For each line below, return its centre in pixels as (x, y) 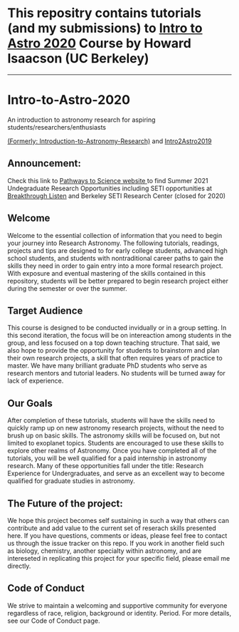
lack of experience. (36, 381)
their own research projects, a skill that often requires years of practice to (115, 358)
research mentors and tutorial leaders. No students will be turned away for (117, 373)
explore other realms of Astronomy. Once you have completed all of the (112, 451)
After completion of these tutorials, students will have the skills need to (111, 420)
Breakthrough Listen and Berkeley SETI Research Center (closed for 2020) (117, 196)
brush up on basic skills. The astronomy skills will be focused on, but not (114, 435)
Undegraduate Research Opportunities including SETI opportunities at (110, 188)
